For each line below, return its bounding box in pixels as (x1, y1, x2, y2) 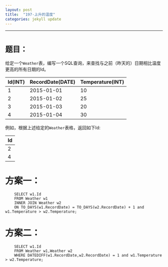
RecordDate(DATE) (29, 78, 76, 85)
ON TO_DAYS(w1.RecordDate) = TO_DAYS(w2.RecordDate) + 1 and (14, 205, 144, 210)
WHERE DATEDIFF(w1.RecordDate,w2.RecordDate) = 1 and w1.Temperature (14, 253, 162, 258)
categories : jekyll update (5, 16, 61, 21)
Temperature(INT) (80, 78, 124, 85)
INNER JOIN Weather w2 (14, 201, 61, 206)
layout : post (5, 7, 32, 12)
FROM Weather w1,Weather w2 (14, 249, 72, 254)
